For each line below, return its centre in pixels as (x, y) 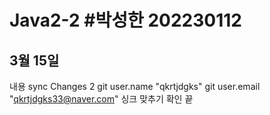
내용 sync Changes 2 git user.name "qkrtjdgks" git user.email (135, 86)
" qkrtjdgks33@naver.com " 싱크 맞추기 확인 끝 (101, 99)
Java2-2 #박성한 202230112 (125, 20)
